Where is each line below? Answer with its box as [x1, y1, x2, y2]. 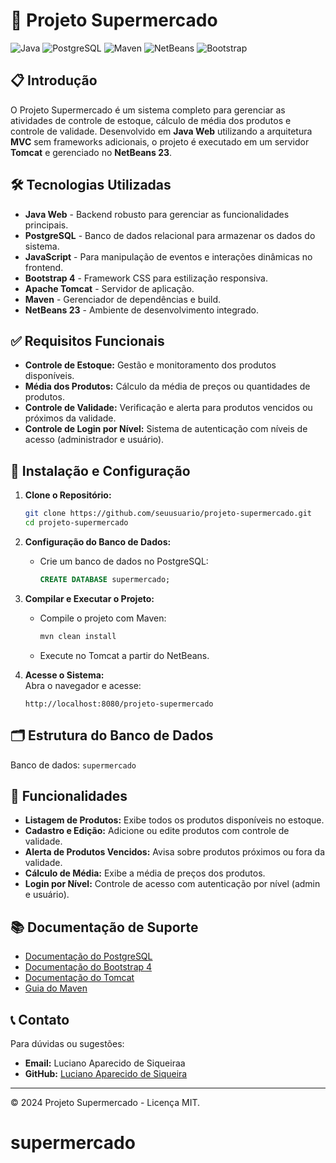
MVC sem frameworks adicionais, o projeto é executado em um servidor [10, 135, 310, 148]
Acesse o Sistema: [24, 669, 105, 681]
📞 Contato [10, 1011, 70, 1028]
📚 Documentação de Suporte [10, 919, 199, 936]
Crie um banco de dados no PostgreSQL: [39, 555, 209, 567]
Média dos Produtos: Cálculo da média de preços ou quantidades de [24, 380, 311, 393]
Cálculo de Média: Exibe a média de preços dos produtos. [24, 867, 266, 879]
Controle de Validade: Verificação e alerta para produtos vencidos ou [24, 402, 313, 414]
